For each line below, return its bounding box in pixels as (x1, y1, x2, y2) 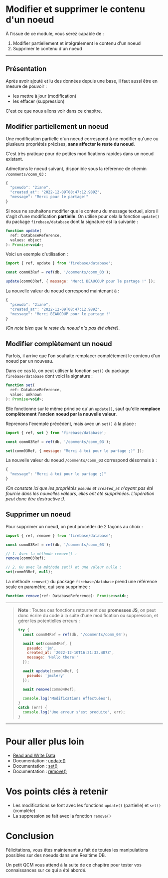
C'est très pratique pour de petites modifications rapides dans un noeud (5, 151, 154, 157)
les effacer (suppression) (12, 98, 65, 104)
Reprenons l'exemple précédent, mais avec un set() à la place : (5, 421, 137, 427)
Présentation (5, 65, 47, 73)
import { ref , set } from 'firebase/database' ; (5, 430, 107, 435)
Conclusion (5, 831, 54, 842)
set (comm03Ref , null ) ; (5, 570, 53, 575)
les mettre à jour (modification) (12, 93, 77, 99)
